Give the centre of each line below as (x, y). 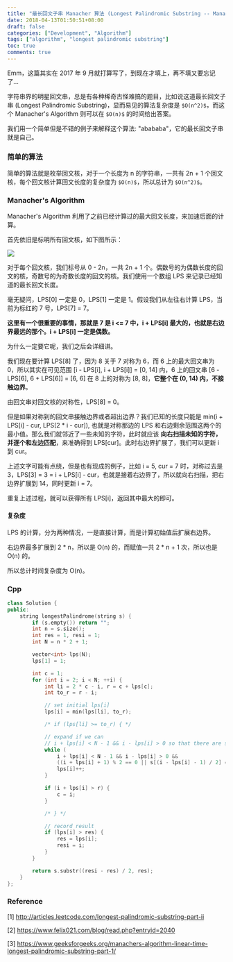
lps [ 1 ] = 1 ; (50, 661)
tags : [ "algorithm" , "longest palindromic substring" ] (88, 40)
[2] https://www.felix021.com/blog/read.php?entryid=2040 (91, 930)
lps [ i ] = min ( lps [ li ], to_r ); (88, 712)
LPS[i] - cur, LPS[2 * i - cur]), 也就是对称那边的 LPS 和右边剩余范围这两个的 (114, 425)
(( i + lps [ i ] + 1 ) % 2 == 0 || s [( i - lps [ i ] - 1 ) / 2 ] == (144, 763)
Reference (25, 902)
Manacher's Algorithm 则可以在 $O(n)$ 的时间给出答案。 (95, 113)
